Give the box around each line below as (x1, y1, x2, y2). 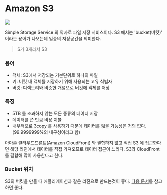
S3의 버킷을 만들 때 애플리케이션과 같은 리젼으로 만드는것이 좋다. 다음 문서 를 (5, 178, 153, 184)
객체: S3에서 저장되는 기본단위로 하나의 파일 (12, 72, 98, 78)
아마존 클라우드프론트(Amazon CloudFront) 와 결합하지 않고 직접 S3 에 (5, 140, 144, 146)
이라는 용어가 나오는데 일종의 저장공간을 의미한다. (5, 35, 101, 41)
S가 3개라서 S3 (17, 46, 47, 52)
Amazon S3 (5, 3, 54, 14)
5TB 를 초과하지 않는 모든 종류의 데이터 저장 (12, 110, 98, 116)
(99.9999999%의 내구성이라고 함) (12, 129, 81, 135)
